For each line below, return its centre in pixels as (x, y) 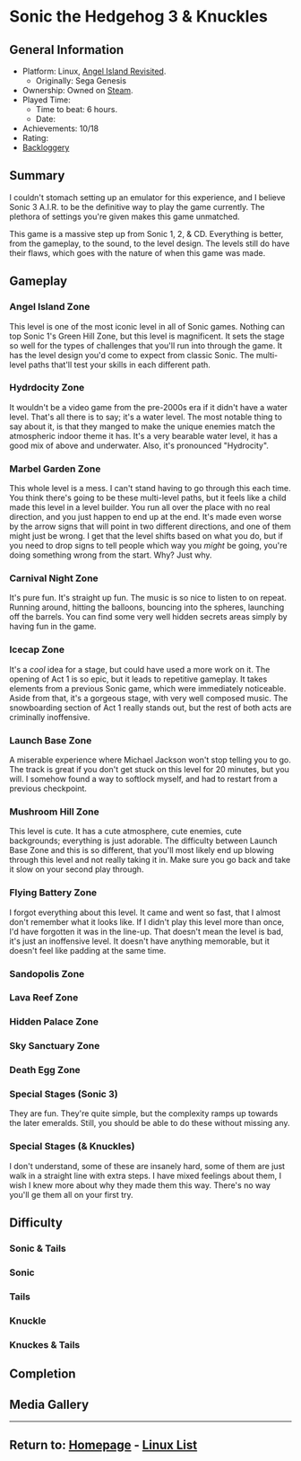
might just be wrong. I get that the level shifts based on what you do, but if (146, 536)
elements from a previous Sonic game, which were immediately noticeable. (148, 688)
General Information (67, 50)
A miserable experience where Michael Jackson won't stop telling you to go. (150, 760)
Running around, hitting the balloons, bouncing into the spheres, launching (147, 607)
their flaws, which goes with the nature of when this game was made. (138, 252)
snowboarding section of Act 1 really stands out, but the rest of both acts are (151, 708)
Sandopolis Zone (47, 973)
